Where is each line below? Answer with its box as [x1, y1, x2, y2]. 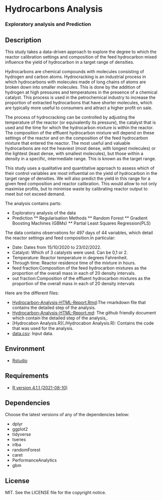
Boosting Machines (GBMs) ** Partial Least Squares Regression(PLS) [12, 220, 151, 226]
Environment [5, 345, 45, 353]
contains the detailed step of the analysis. [12, 305, 96, 310]
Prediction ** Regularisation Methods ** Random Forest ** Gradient [12, 215, 148, 221]
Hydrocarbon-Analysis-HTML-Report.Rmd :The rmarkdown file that [12, 299, 146, 305]
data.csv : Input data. [12, 330, 54, 336]
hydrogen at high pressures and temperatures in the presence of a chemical [5, 89, 158, 95]
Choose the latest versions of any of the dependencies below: [5, 412, 130, 418]
